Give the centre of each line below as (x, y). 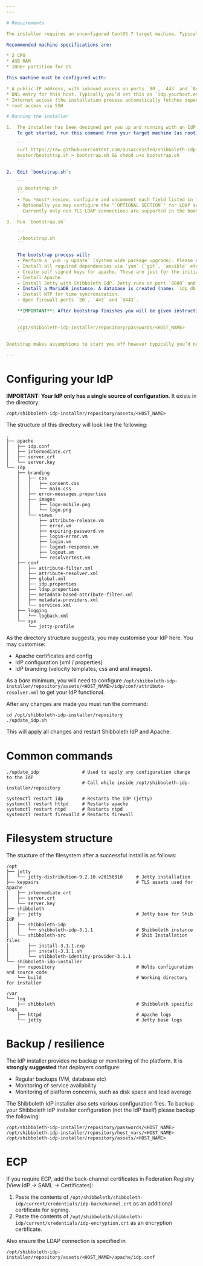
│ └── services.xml (44, 605)
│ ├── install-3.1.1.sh (44, 951)
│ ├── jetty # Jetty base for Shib (100, 914)
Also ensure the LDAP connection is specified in (66, 1241)
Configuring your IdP (60, 379)
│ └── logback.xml (43, 616)
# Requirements (25, 23)
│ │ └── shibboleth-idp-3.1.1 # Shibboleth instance (100, 930)
